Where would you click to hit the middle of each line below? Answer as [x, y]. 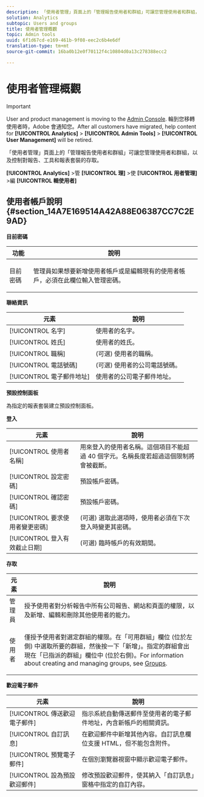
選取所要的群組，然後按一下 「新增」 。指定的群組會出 [115, 646]
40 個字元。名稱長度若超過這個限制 [138, 456]
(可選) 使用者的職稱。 [126, 353]
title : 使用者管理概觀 [32, 29]
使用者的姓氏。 [117, 342]
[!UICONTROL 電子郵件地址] [49, 377]
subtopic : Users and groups [42, 23]
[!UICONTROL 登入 [36, 538]
